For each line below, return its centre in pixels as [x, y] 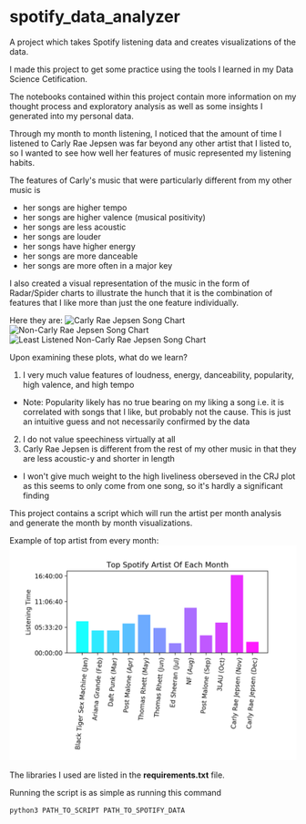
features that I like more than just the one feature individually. [124, 302]
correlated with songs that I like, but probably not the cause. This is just [157, 412]
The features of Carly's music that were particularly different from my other [151, 180]
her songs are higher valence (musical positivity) [114, 217]
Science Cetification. [49, 78]
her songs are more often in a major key [97, 265]
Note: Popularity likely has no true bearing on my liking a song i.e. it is [153, 402]
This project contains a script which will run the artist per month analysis [146, 513]
